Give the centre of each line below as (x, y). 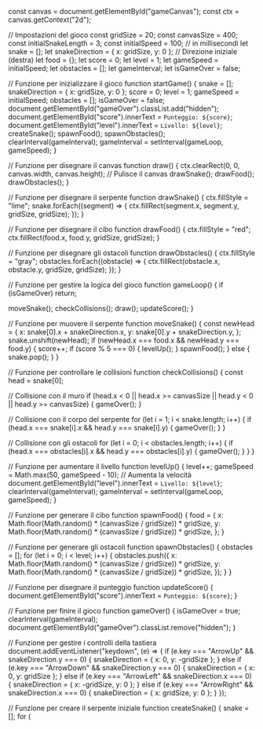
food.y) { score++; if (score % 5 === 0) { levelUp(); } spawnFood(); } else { (129, 348)
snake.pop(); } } (33, 357)
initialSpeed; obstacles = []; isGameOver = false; (86, 100)
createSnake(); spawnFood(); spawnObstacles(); (87, 134)
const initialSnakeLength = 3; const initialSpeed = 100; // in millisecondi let (128, 43)
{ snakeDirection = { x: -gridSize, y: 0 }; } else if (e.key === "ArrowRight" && (131, 684)
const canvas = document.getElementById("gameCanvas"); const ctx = (124, 11)
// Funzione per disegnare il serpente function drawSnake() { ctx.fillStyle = (128, 197)
